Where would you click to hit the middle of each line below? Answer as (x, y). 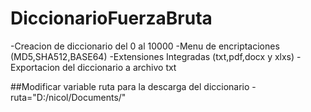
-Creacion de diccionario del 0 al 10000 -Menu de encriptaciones (145, 46)
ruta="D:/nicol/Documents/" (68, 97)
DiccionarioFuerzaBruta (111, 18)
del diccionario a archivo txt (119, 67)
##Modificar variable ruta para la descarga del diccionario (130, 86)
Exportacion (35, 67)
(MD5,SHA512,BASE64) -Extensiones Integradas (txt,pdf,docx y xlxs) (152, 56)
